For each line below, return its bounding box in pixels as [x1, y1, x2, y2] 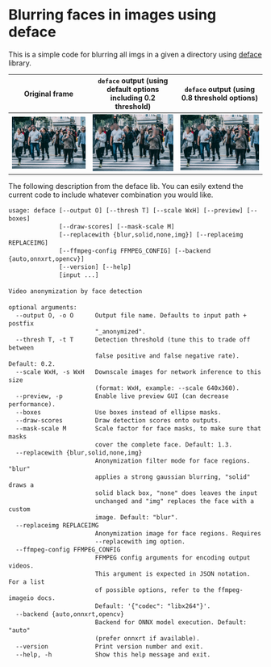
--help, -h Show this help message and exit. [15, 651, 211, 659]
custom [8, 505, 31, 514]
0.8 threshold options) [181, 93, 258, 103]
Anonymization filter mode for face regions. [94, 457, 251, 465]
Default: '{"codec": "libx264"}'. [94, 602, 211, 610]
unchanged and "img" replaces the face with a [94, 497, 254, 505]
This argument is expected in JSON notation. [94, 570, 251, 578]
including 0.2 [110, 93, 156, 103]
